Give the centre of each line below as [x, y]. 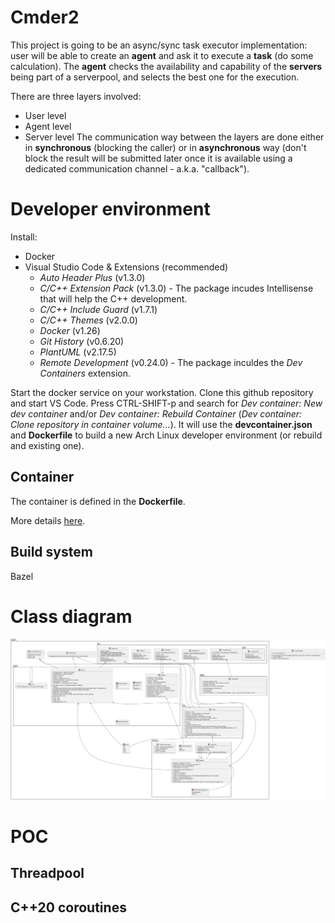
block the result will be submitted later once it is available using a [158, 158]
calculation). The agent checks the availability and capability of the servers [166, 66]
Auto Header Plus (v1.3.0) [92, 277]
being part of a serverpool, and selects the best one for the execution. [155, 77]
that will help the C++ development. [113, 298]
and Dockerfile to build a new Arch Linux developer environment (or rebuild [166, 435]
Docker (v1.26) [70, 330]
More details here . [48, 520]
